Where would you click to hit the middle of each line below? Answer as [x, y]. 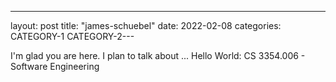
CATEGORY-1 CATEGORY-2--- [72, 36]
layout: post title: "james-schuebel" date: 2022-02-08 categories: [146, 25]
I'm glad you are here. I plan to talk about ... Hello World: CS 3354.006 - [158, 55]
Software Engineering [55, 66]
